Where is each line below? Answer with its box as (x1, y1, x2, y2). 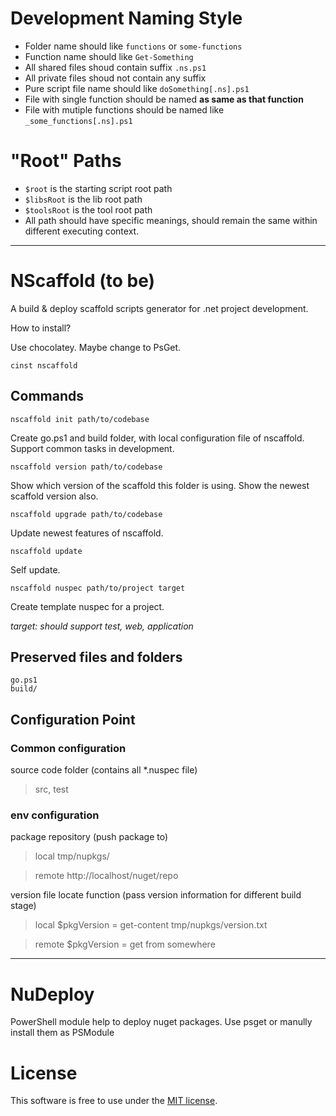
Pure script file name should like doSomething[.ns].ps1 (24, 82, 250, 94)
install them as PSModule (10, 1027, 115, 1039)
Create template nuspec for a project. (10, 600, 165, 612)
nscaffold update (10, 546, 83, 556)
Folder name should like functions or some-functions (24, 40, 243, 52)
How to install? (10, 322, 72, 334)
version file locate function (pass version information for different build (10, 889, 302, 901)
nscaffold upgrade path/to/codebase (10, 509, 163, 519)
